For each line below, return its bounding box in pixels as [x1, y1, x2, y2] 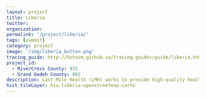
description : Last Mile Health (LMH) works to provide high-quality [6, 77, 185, 83]
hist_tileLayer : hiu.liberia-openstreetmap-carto [6, 83, 136, 89]
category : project [6, 43, 53, 49]
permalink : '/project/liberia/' [6, 32, 89, 38]
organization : [6, 26, 43, 32]
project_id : [6, 60, 37, 66]
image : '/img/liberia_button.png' [6, 49, 95, 55]
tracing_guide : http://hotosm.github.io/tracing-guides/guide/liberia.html [6, 54, 204, 60]
